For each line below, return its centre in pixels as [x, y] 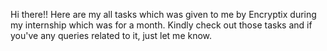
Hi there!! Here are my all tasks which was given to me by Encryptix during [163, 14]
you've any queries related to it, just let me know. [111, 35]
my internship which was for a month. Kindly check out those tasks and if [161, 25]
